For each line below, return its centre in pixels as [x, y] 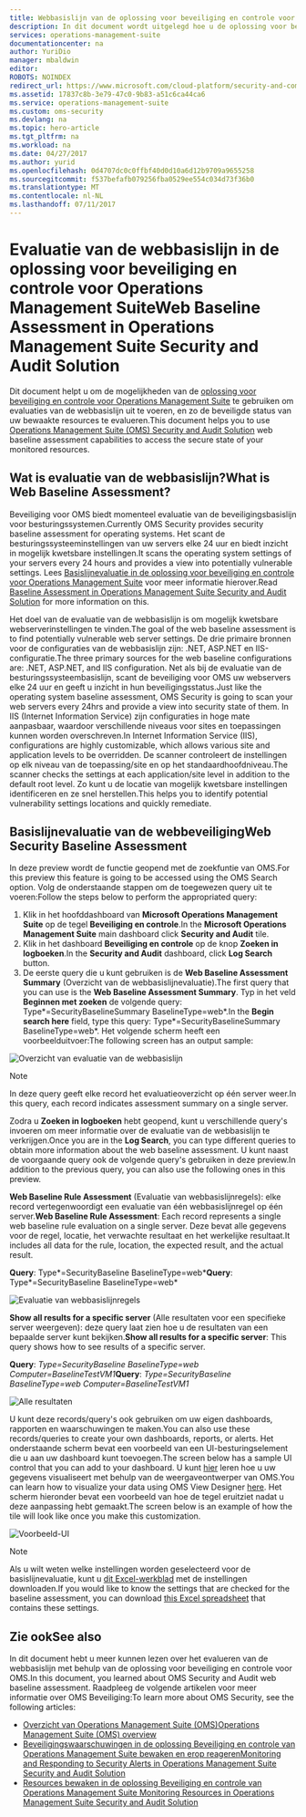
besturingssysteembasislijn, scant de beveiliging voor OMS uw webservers [150, 677]
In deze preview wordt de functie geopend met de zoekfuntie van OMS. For [150, 868]
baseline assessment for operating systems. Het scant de [117, 534]
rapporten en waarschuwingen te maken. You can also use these [130, 1429]
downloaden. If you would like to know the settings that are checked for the [149, 1589]
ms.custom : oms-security [56, 111]
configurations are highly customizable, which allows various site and [140, 745]
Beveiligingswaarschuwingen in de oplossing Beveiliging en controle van [159, 1744]
